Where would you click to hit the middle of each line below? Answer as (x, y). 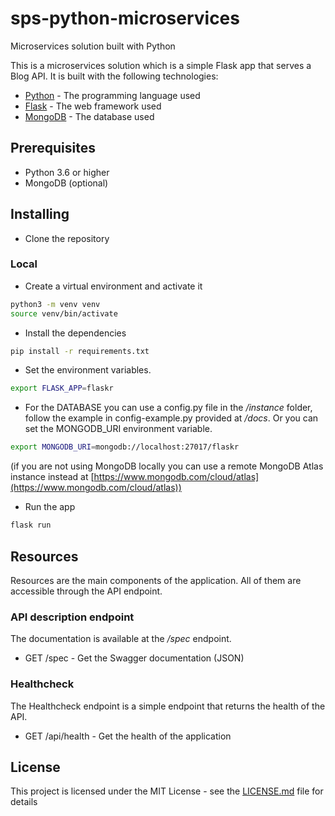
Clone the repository (67, 238)
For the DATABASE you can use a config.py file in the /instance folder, (168, 408)
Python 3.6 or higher (67, 172)
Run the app (50, 507)
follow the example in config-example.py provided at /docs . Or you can (171, 418)
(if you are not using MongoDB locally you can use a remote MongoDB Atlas (167, 466)
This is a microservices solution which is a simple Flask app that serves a (161, 65)
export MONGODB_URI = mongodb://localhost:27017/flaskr (125, 447)
